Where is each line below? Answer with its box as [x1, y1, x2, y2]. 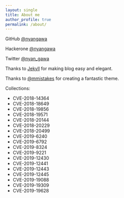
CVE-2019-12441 [12, 161, 48, 167]
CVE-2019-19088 [12, 177, 49, 183]
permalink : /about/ [5, 21, 47, 27]
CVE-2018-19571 [12, 112, 48, 118]
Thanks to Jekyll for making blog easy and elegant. [5, 65, 113, 72]
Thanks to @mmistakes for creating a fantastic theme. [5, 75, 119, 82]
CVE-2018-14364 [12, 95, 49, 101]
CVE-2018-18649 [12, 101, 49, 107]
